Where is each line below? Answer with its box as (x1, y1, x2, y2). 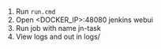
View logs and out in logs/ (15, 32, 101, 41)
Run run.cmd (15, 7, 56, 16)
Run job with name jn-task (15, 24, 101, 32)
